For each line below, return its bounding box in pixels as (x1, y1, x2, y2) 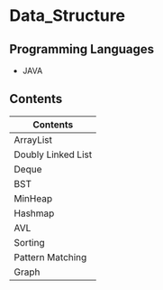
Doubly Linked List (14, 148, 93, 161)
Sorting (14, 236, 45, 248)
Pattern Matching (14, 250, 87, 263)
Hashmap (14, 207, 55, 220)
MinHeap (14, 192, 52, 204)
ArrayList (14, 133, 52, 145)
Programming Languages (9, 42, 155, 57)
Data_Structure (9, 5, 126, 26)
